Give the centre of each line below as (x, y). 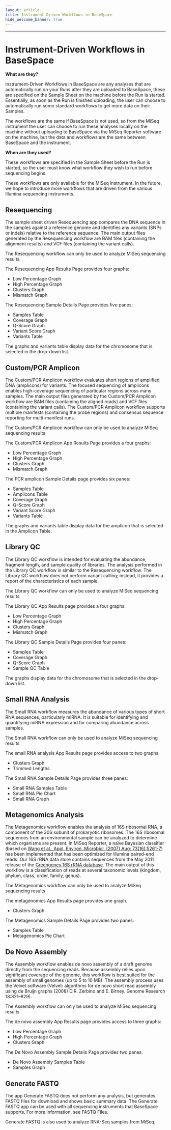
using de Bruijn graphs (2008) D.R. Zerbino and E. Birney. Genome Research (85, 991)
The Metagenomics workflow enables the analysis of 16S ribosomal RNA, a (84, 827)
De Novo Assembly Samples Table (49, 1062)
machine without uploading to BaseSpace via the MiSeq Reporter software (83, 132)
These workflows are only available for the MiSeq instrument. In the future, (84, 183)
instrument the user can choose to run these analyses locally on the (76, 126)
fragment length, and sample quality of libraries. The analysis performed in (84, 564)
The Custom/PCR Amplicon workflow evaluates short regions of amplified (82, 380)
